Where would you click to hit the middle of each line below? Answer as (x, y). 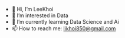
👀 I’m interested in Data (40, 15)
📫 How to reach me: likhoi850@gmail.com (64, 28)
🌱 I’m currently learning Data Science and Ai (65, 22)
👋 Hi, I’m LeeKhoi (32, 9)
